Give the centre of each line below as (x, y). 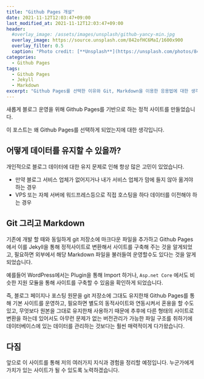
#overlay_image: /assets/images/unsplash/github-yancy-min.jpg (93, 35)
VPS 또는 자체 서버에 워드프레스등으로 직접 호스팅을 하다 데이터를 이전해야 (103, 195)
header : (16, 29)
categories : (21, 57)
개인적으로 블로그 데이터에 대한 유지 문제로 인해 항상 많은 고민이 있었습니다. (95, 166)
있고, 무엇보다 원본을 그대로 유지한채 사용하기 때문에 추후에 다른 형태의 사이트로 (100, 310)
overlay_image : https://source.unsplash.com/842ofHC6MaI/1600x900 (97, 40)
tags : (13, 68)
